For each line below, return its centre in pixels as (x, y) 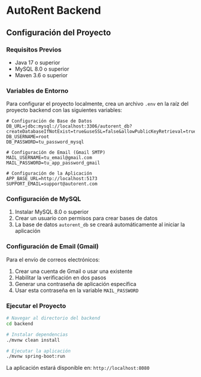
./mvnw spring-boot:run (36, 357)
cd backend (20, 324)
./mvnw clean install (33, 340)
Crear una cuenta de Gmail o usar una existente (74, 271)
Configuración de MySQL (44, 199)
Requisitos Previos (34, 50)
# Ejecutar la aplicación (38, 351)
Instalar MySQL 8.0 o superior (52, 212)
